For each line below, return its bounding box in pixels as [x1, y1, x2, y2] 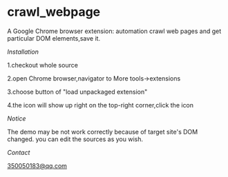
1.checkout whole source [7, 61, 78, 69]
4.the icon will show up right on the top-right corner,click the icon [7, 101, 194, 109]
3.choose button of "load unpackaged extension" [7, 87, 148, 96]
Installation [7, 48, 39, 56]
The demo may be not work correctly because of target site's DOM [7, 127, 198, 136]
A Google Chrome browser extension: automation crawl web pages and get [7, 27, 222, 35]
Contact [7, 148, 30, 156]
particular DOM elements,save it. [7, 34, 101, 42]
